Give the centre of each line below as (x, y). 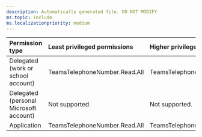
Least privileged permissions (90, 47)
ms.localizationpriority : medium (48, 23)
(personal (23, 101)
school (19, 76)
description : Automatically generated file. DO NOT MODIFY (82, 12)
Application (25, 126)
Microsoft (23, 108)
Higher (160, 47)
